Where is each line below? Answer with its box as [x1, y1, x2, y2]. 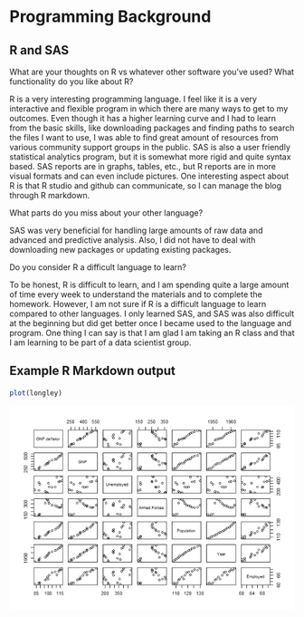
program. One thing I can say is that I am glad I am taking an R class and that [9, 328, 295, 338]
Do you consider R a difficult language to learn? [9, 262, 187, 273]
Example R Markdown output [9, 363, 176, 379]
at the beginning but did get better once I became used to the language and [9, 318, 292, 328]
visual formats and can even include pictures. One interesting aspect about [9, 170, 290, 181]
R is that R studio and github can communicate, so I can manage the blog [9, 180, 282, 191]
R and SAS [9, 43, 70, 58]
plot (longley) [9, 388, 63, 398]
